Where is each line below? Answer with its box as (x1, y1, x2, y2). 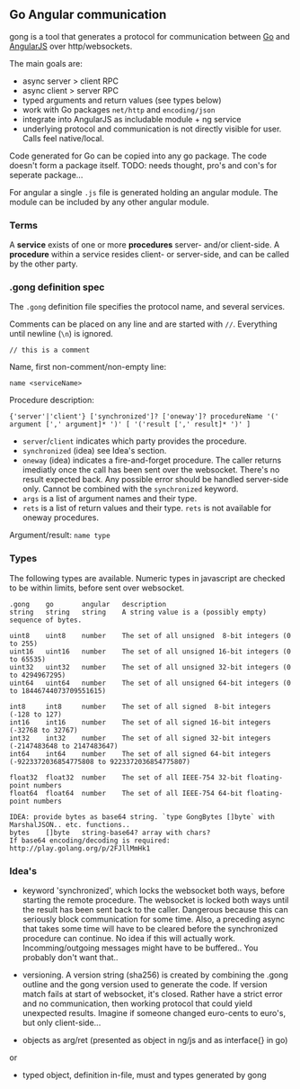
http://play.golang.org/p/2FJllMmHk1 (9, 843, 151, 853)
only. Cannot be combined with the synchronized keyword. (22, 483, 239, 494)
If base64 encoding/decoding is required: (9, 836, 171, 845)
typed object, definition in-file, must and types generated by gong (22, 1070, 267, 1080)
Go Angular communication (9, 7, 167, 22)
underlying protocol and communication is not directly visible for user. (22, 123, 282, 134)
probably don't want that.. (22, 952, 119, 962)
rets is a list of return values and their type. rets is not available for (22, 503, 272, 514)
